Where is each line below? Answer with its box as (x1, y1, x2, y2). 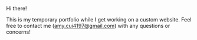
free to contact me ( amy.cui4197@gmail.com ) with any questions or (6, 23, 170, 29)
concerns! (6, 28, 31, 35)
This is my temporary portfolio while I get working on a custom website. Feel (6, 16, 192, 23)
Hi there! (6, 5, 27, 12)
